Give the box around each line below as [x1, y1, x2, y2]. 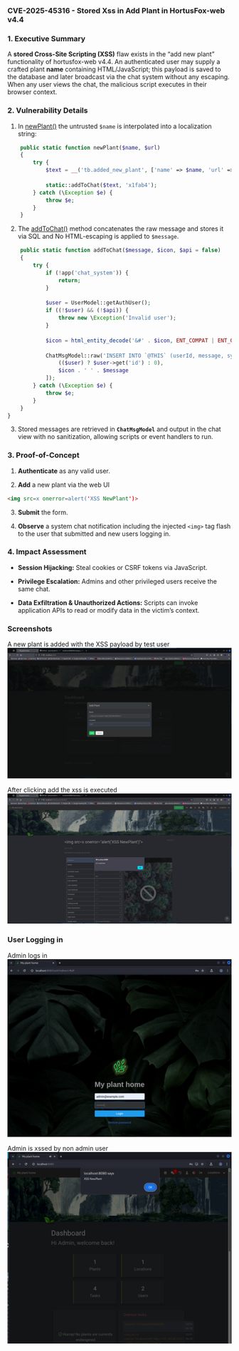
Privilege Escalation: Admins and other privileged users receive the [17, 576, 217, 586]
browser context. [7, 88, 58, 96]
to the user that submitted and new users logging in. [17, 529, 171, 538]
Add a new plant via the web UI [17, 480, 110, 489]
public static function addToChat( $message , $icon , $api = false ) [20, 247, 221, 254]
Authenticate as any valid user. [17, 466, 110, 475]
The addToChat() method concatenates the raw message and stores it [17, 224, 224, 233]
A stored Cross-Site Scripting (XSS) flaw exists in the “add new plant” [7, 50, 215, 58]
